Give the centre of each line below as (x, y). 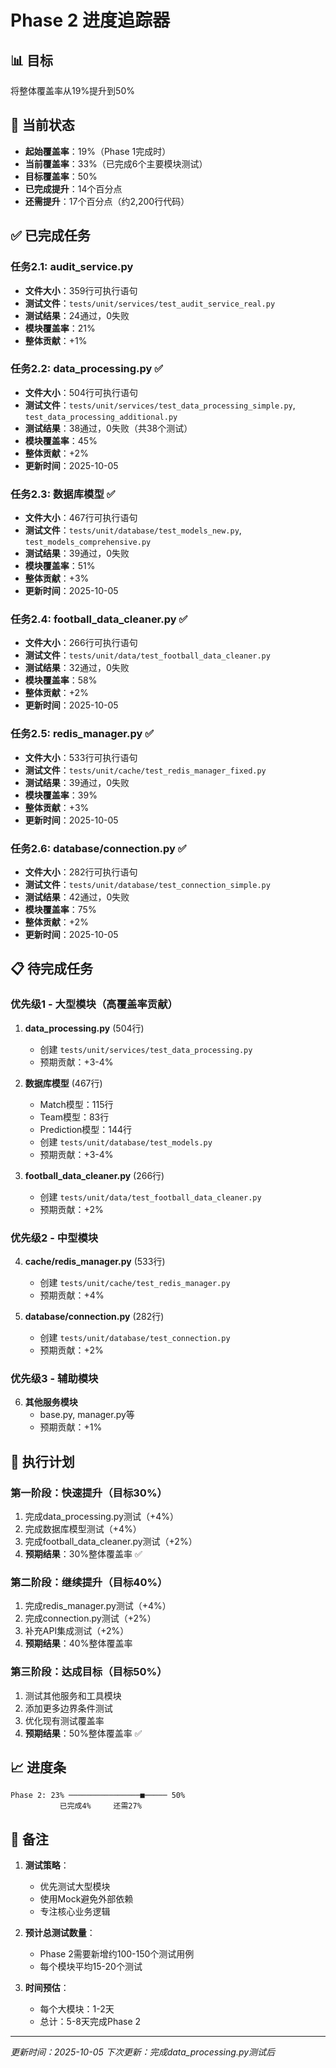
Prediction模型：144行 (86, 1129)
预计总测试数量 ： (60, 1933)
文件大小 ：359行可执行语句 (81, 290)
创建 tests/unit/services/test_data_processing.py (146, 1049)
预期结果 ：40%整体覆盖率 (78, 1643)
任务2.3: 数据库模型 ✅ (63, 494)
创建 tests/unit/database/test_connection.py (135, 1337)
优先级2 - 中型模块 (54, 1238)
